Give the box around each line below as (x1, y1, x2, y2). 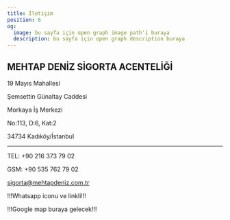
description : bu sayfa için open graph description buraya (13, 36, 186, 42)
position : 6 (7, 16, 41, 23)
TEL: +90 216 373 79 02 (7, 151, 75, 160)
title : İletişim (7, 10, 53, 17)
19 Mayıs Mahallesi (7, 79, 60, 87)
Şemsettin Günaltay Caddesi (7, 92, 88, 100)
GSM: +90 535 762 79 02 (7, 165, 79, 173)
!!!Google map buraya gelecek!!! (7, 205, 97, 213)
